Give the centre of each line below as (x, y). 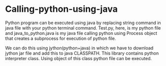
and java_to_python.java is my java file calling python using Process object (81, 33)
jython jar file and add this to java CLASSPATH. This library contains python (82, 53)
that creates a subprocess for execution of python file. (61, 38)
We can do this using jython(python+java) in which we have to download (79, 48)
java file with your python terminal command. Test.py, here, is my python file (83, 28)
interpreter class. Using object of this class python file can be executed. (79, 58)
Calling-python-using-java (61, 9)
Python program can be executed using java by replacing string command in (83, 23)
